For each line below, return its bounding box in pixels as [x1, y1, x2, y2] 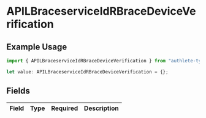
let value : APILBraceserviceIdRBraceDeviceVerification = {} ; [6, 68, 169, 75]
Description [83, 104, 120, 112]
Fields [6, 86, 31, 96]
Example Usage [6, 42, 67, 52]
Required [51, 104, 78, 112]
